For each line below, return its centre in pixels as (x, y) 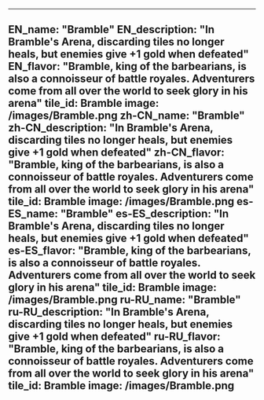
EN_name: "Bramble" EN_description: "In (111, 29)
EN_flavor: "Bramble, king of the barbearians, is (128, 66)
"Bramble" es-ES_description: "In (145, 214)
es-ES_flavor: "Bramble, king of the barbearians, (130, 251)
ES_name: (33, 214)
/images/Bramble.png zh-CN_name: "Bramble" (126, 116)
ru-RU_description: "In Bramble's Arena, (109, 312)
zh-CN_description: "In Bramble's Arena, (111, 128)
